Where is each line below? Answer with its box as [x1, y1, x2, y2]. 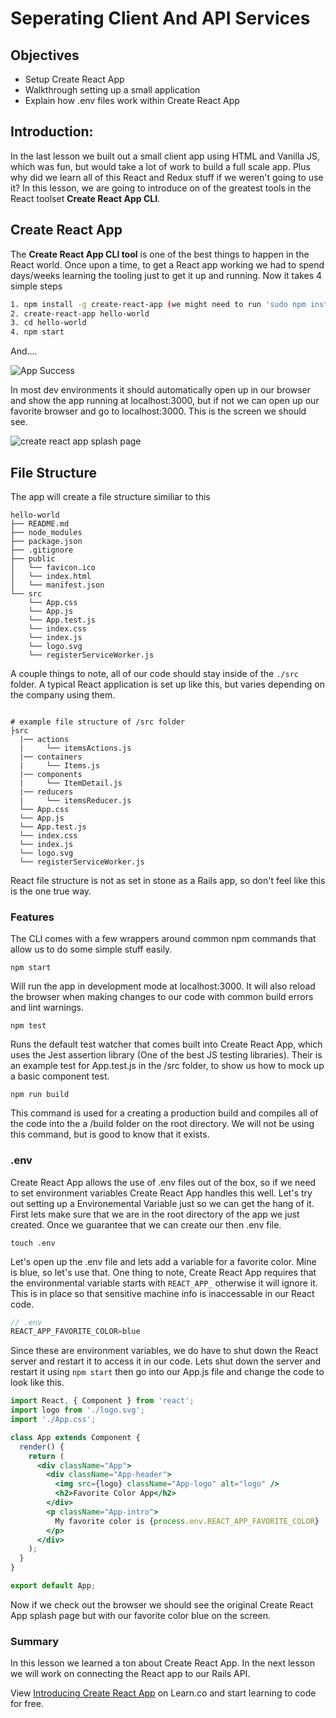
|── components [19, 769, 83, 779]
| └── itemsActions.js [19, 743, 132, 753]
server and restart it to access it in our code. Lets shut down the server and [10, 1355, 322, 1367]
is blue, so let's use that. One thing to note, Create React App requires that [10, 1266, 317, 1278]
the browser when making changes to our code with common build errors [10, 991, 314, 1003]
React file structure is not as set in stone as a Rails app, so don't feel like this [10, 874, 326, 886]
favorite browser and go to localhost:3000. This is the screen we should [10, 405, 307, 417]
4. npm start [10, 327, 65, 337]
